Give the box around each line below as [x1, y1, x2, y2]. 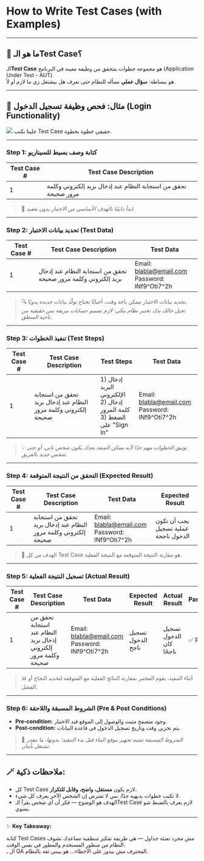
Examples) [6, 17, 61, 31]
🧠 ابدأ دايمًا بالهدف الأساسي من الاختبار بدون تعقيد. [21, 205, 135, 212]
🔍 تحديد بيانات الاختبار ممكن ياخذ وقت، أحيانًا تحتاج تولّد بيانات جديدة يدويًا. [21, 298, 188, 305]
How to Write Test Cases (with [6, 4, 162, 18]
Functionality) [6, 111, 61, 121]
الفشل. [21, 683, 38, 690]
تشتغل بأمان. [21, 743, 50, 750]
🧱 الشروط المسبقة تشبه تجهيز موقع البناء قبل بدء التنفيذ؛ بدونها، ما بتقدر [21, 736, 183, 743]
